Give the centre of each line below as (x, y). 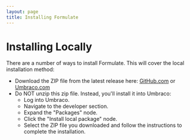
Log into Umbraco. (46, 100)
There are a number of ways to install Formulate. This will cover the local (95, 63)
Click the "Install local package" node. (71, 119)
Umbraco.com (32, 88)
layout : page (22, 12)
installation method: (30, 70)
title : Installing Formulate (42, 17)
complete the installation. (54, 132)
